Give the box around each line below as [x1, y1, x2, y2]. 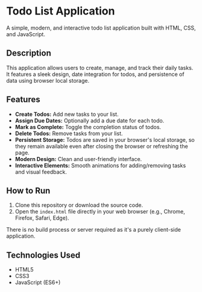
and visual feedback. [14, 168, 68, 176]
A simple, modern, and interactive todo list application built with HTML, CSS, [6, 24, 196, 31]
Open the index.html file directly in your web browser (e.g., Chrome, [14, 208, 186, 215]
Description [6, 48, 51, 59]
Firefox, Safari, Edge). [14, 214, 69, 221]
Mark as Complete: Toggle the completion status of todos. [14, 123, 162, 130]
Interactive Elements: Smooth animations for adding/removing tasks [14, 162, 186, 169]
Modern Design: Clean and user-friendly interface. [14, 155, 142, 162]
